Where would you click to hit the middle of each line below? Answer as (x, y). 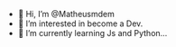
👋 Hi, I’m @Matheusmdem (66, 14)
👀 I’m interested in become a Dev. (80, 23)
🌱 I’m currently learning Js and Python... (93, 33)
